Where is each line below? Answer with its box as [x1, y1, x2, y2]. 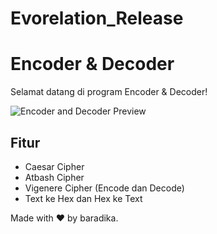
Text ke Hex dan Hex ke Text [24, 192, 143, 204]
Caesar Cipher [24, 160, 85, 172]
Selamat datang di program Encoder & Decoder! [10, 86, 208, 98]
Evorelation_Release [10, 7, 184, 30]
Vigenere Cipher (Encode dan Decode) [24, 182, 185, 194]
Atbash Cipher [24, 171, 85, 183]
